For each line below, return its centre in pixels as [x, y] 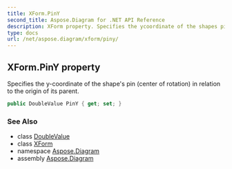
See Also [22, 121]
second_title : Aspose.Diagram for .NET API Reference [86, 20]
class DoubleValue [43, 137]
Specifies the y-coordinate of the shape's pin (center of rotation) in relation [114, 83]
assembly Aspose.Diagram [55, 159]
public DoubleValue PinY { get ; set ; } [65, 103]
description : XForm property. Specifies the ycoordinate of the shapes [112, 26]
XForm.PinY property [54, 67]
